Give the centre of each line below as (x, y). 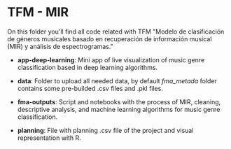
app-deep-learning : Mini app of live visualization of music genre (111, 59)
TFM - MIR (38, 12)
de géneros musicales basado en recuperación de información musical (110, 38)
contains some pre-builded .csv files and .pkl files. (90, 88)
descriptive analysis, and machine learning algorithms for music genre (119, 109)
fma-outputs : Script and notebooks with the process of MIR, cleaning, (119, 101)
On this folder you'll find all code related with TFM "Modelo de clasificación (116, 31)
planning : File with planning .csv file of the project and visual (105, 130)
